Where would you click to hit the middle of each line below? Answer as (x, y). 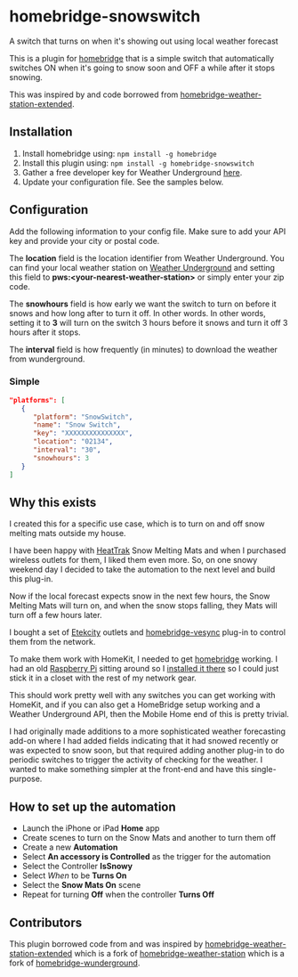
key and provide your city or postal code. (85, 240)
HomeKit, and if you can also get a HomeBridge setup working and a (135, 704)
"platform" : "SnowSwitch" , (83, 417)
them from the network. (52, 642)
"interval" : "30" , (67, 450)
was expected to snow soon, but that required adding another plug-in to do (147, 751)
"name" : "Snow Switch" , (77, 425)
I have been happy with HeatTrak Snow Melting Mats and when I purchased (148, 550)
